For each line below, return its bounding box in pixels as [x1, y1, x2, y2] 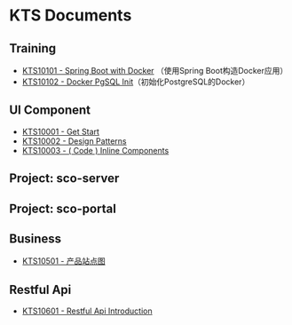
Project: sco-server [9, 170, 120, 186]
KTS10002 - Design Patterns [21, 135, 127, 147]
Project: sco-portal [9, 201, 117, 216]
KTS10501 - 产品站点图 [21, 256, 106, 266]
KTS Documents [9, 5, 132, 26]
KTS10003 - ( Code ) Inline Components [21, 145, 170, 155]
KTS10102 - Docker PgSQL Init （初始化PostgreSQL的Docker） [21, 76, 250, 87]
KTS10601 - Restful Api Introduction [21, 305, 153, 316]
